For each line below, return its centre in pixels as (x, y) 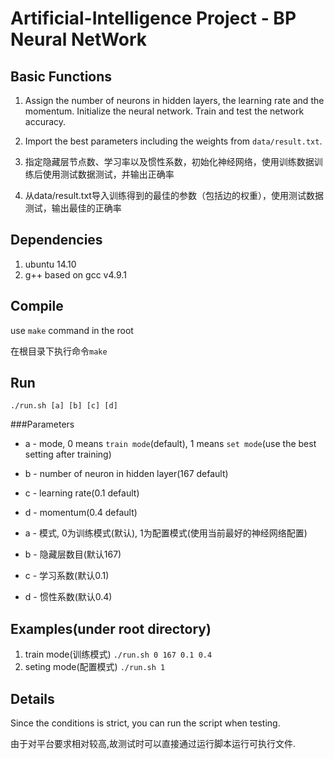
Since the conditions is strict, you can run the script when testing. (145, 723)
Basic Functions (61, 76)
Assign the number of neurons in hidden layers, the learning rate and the (174, 100)
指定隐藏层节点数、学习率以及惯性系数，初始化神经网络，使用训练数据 (169, 161)
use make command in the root (72, 330)
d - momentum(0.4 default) (81, 513)
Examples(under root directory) (111, 628)
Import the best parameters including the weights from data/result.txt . (173, 141)
